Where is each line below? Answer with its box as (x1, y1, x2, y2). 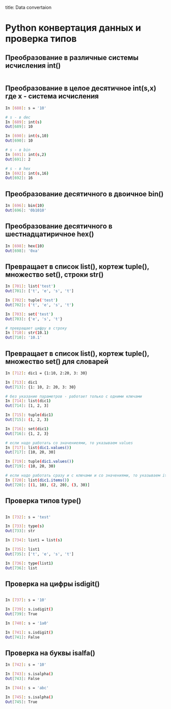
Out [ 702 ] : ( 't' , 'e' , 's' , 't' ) (5, 302, 74, 307)
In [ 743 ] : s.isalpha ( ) (5, 671, 53, 677)
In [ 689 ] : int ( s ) (5, 119, 42, 124)
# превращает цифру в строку (5, 326, 67, 331)
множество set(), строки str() (5, 270, 104, 279)
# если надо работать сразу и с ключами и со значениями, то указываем (5, 473, 160, 478)
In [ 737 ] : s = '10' (5, 597, 47, 603)
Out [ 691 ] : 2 (5, 156, 31, 162)
